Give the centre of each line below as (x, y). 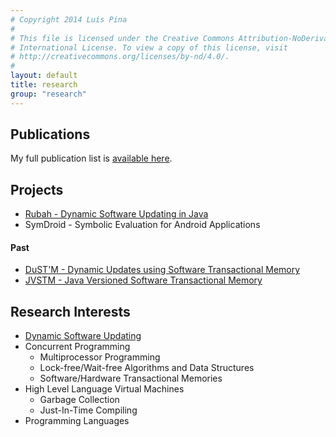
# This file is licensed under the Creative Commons (122, 38)
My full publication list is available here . (91, 158)
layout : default (44, 76)
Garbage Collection (79, 400)
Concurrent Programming (77, 347)
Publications (50, 134)
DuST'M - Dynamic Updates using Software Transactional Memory (162, 270)
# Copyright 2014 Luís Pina (69, 19)
